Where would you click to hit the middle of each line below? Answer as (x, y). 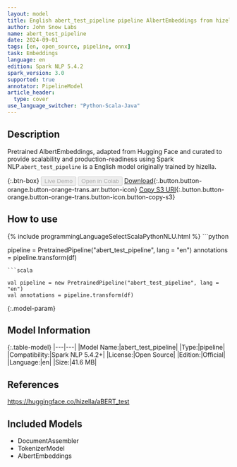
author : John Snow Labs (42, 27)
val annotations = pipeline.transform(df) (71, 295)
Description (34, 135)
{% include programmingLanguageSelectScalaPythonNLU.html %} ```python (118, 236)
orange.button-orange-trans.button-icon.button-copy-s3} (91, 197)
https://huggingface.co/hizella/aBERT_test (68, 402)
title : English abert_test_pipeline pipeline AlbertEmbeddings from (110, 20)
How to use (32, 219)
